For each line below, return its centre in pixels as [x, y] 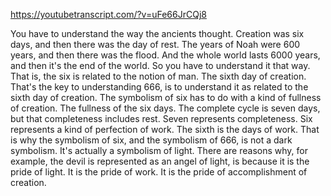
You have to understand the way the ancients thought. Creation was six [157, 33]
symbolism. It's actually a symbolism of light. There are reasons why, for [159, 150]
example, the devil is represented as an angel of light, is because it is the [160, 161]
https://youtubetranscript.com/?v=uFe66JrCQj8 [108, 14]
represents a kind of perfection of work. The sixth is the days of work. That [165, 129]
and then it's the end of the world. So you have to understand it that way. [160, 65]
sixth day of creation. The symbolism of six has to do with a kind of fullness [166, 97]
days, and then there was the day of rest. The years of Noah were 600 [155, 44]
